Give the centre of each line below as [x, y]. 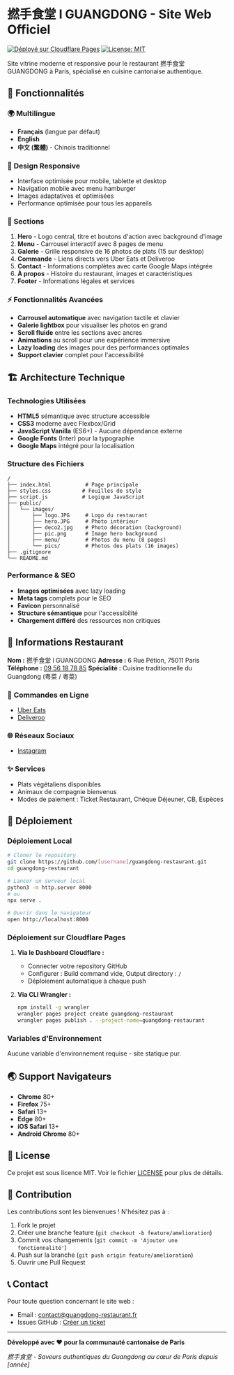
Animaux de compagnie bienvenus [67, 791]
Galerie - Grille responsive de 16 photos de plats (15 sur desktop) [110, 252]
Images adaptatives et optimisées [65, 196]
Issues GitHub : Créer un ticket [61, 1322]
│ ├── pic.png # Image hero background [82, 533]
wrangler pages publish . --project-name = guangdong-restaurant [111, 1021]
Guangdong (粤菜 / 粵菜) [42, 676]
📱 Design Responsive [44, 166]
